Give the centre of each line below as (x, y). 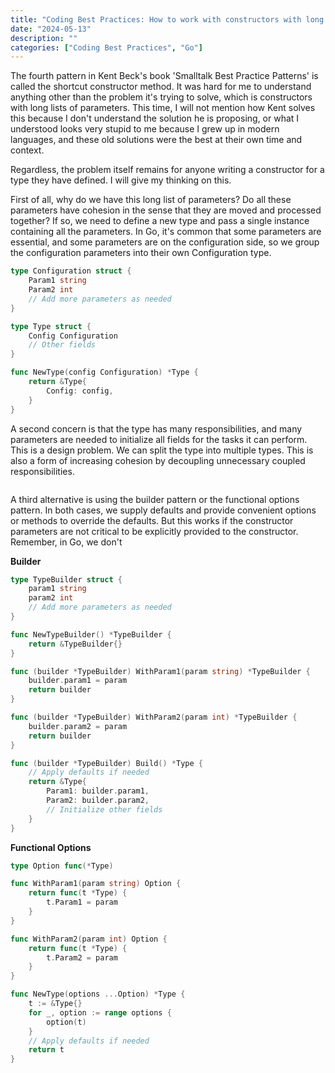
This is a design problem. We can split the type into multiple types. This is (162, 450)
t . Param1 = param (82, 902)
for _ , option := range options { (100, 1012)
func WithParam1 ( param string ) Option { (96, 884)
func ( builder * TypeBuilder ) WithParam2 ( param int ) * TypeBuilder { (154, 717)
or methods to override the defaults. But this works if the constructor (152, 520)
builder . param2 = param (78, 726)
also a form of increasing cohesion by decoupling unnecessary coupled (158, 460)
